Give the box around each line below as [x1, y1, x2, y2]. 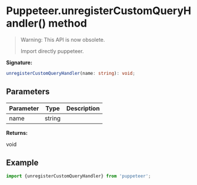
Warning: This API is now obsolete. [20, 36, 105, 43]
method [48, 16, 87, 30]
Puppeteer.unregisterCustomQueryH [6, 4, 192, 18]
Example [6, 158, 39, 168]
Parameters [6, 87, 50, 97]
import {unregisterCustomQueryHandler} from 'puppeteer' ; [6, 173, 151, 179]
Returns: [6, 129, 28, 136]
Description [66, 104, 100, 113]
